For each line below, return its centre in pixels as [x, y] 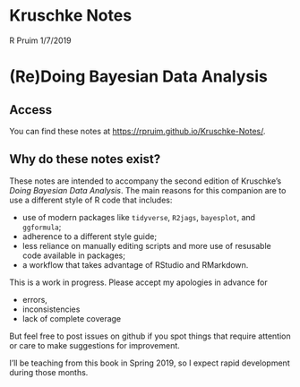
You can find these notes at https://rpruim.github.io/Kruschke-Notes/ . [137, 131]
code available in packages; [73, 255]
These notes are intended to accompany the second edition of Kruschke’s [146, 181]
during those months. [49, 372]
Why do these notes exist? [85, 159]
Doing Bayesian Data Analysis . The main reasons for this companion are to [148, 190]
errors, [34, 299]
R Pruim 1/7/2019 [40, 40]
